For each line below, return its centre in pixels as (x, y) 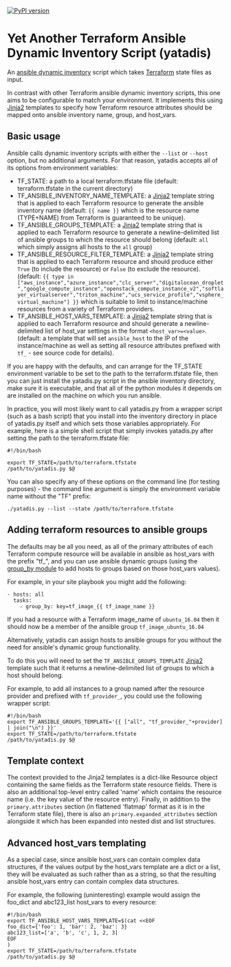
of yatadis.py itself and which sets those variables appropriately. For (104, 423)
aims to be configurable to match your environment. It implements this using (115, 100)
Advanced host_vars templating (77, 843)
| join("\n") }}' (32, 728)
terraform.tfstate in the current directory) (75, 188)
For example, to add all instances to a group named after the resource (106, 688)
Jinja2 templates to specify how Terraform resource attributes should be (110, 107)
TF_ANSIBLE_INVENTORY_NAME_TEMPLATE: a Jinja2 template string (115, 196)
